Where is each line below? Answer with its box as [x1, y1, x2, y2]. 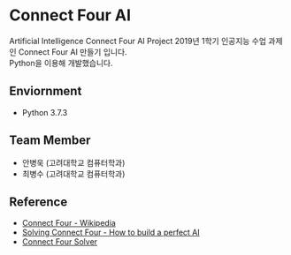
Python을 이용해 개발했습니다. [9, 57, 113, 68]
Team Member [9, 133, 91, 148]
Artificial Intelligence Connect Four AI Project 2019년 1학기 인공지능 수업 [9, 35, 267, 46]
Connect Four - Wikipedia [21, 218, 117, 229]
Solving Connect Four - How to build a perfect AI [21, 227, 201, 238]
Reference [9, 194, 68, 209]
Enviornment [9, 84, 82, 99]
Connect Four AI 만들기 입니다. [18, 46, 127, 57]
